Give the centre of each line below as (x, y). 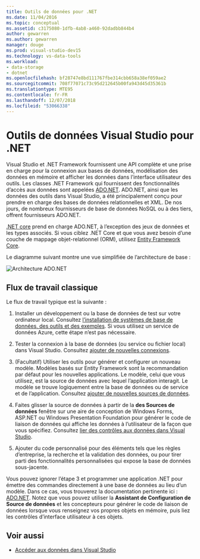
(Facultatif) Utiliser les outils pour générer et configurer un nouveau (98, 362)
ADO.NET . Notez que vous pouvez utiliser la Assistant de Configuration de (99, 498)
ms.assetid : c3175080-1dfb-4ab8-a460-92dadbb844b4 (70, 28)
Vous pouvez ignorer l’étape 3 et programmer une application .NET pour (95, 479)
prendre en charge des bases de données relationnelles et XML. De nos (94, 203)
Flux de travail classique (52, 288)
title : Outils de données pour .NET (51, 12)
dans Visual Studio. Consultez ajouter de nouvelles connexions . (93, 350)
